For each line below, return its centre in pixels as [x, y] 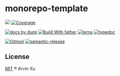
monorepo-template [47, 9]
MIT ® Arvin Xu [20, 68]
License [17, 57]
